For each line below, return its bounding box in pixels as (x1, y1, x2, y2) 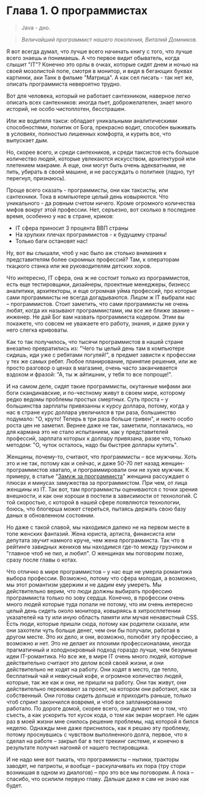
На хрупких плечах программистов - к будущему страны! (15, 230, 167, 238)
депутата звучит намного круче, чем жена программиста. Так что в (6, 536, 185, 544)
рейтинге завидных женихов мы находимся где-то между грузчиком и (6, 543, 193, 550)
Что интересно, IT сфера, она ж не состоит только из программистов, (6, 274, 190, 281)
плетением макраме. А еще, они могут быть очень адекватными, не (6, 161, 186, 169)
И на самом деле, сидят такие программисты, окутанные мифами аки (6, 382, 192, 390)
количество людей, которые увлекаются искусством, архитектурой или (6, 154, 196, 162)
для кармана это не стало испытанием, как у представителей (6, 428, 169, 435)
